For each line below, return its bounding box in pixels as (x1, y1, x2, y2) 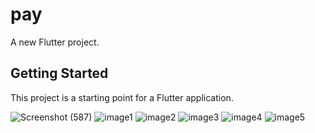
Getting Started (10, 65, 109, 82)
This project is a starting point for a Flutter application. (10, 91, 234, 103)
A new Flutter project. (10, 36, 100, 48)
